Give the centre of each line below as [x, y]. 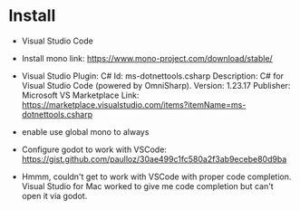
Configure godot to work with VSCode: [94, 149]
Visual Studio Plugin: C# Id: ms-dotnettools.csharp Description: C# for [153, 76]
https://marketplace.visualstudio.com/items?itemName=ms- [134, 104]
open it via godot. [54, 196]
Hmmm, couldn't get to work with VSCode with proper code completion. [156, 177]
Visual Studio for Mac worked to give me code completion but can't [147, 186]
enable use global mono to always [85, 131]
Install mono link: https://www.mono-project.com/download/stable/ [147, 58]
